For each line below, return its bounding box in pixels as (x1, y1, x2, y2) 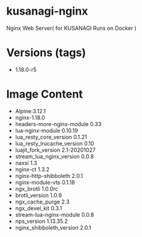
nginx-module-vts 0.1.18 (15, 179, 75, 186)
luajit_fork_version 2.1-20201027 (15, 146, 96, 154)
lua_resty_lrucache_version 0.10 (15, 140, 94, 147)
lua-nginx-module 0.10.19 (15, 127, 78, 134)
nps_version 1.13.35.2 (15, 218, 68, 225)
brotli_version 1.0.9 (15, 191, 62, 199)
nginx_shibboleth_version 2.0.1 (15, 224, 91, 231)
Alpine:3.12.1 (15, 107, 46, 115)
